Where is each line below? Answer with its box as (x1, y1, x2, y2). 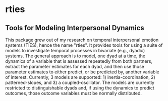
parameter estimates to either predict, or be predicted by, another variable (5, 69, 160, 75)
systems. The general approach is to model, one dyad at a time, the (5, 53, 145, 59)
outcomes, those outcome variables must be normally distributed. (5, 90, 142, 96)
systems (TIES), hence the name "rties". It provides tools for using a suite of (5, 42, 163, 48)
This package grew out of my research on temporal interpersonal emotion (5, 37, 159, 43)
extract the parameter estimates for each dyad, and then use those (5, 64, 145, 69)
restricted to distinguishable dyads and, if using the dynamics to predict (5, 85, 155, 91)
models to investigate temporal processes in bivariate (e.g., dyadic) (5, 48, 145, 53)
